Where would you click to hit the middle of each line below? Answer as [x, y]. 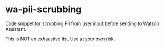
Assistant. [16, 29]
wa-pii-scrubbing [44, 9]
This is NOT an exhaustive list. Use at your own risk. [60, 39]
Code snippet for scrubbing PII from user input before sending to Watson [82, 24]
